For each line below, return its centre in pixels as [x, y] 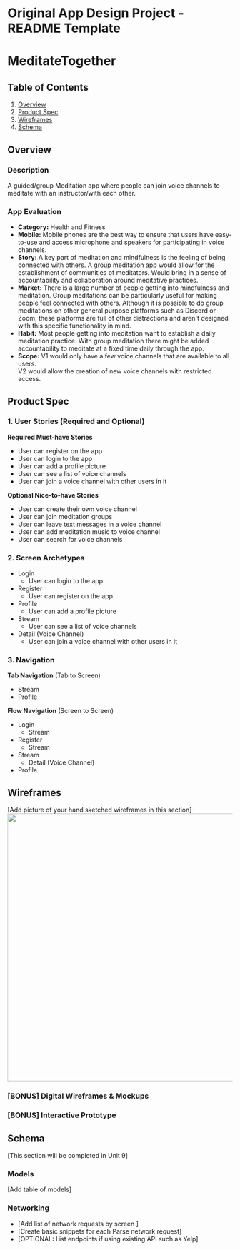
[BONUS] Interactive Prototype [62, 1115]
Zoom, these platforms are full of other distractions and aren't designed [123, 318]
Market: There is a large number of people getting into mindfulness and [124, 288]
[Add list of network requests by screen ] [78, 1224]
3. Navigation [31, 660]
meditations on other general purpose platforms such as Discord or [117, 311]
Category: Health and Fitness [61, 227]
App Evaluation [35, 211]
